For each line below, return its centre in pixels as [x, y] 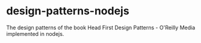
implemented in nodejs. [35, 33]
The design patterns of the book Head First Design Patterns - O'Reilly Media [101, 27]
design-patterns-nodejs [68, 11]
